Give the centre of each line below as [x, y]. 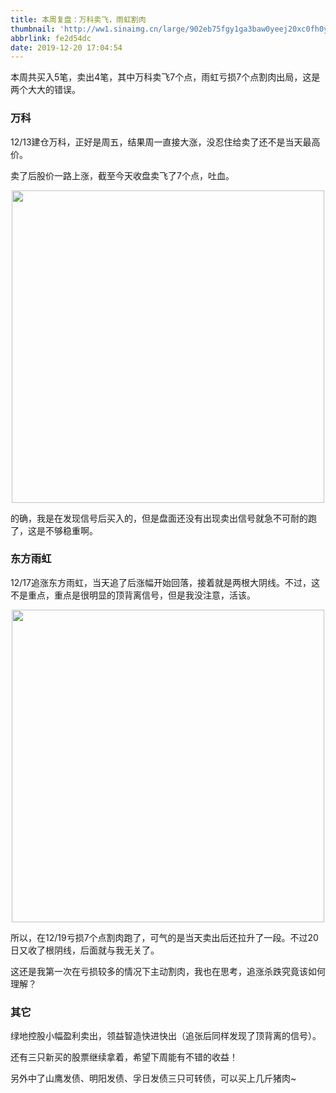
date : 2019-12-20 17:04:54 [66, 47]
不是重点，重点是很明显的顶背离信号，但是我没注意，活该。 [133, 595]
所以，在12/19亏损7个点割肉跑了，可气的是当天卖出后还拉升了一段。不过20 [164, 937]
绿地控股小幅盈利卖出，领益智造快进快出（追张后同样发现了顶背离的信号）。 [166, 1036]
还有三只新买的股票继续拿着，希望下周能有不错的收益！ [124, 1057]
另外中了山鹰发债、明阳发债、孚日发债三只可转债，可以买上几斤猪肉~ [153, 1078]
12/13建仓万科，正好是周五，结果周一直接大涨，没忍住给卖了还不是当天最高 [165, 142]
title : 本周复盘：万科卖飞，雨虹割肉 [78, 19]
